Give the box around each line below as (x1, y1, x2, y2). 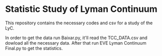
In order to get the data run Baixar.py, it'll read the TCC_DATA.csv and (5, 35, 148, 41)
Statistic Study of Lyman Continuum (5, 3, 158, 15)
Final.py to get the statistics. (5, 45, 63, 51)
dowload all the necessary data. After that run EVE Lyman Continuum (5, 40, 147, 46)
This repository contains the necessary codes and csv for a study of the (5, 20, 153, 26)
